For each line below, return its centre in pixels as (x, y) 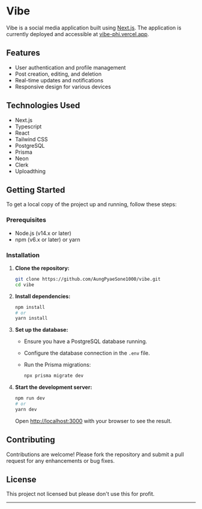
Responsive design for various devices (63, 87)
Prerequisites (26, 220)
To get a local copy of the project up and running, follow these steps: (92, 204)
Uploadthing (30, 171)
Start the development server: (54, 387)
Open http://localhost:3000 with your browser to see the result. (93, 421)
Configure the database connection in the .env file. (87, 353)
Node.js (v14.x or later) (43, 233)
